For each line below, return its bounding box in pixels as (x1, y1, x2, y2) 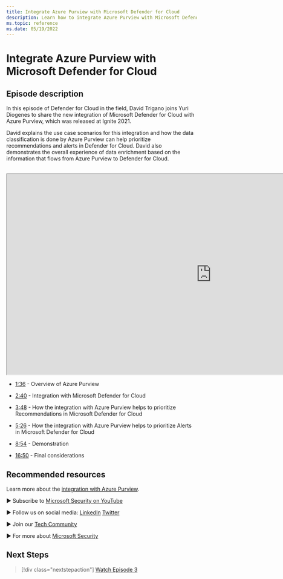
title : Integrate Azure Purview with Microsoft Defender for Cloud (6, 8, 180, 15)
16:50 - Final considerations (15, 452, 85, 459)
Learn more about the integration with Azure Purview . (6, 485, 140, 493)
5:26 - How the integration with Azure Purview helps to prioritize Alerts (15, 422, 192, 430)
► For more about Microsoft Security (6, 532, 99, 540)
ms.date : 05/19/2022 (6, 25, 59, 32)
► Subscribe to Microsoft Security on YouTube (6, 497, 123, 505)
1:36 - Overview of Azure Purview (15, 381, 100, 388)
